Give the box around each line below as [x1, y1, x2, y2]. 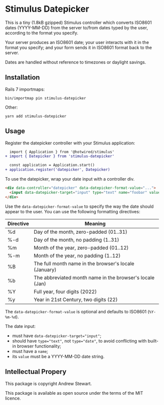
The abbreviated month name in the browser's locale [34, 274, 155, 281]
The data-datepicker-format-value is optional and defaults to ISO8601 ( [5, 308, 150, 314]
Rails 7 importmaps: [5, 86, 45, 92]
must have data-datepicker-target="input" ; [12, 333, 102, 339]
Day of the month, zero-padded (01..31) [34, 228, 128, 235]
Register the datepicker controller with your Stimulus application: [5, 140, 135, 146]
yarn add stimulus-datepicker [5, 114, 67, 119]
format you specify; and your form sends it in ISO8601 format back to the [5, 44, 152, 50]
